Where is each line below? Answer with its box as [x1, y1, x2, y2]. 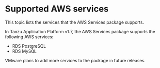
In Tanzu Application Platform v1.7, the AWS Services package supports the [5, 28, 156, 34]
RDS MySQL [12, 48, 37, 54]
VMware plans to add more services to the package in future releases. [5, 57, 145, 63]
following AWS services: [5, 34, 54, 40]
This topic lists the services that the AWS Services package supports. [5, 19, 144, 25]
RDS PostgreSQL [12, 43, 46, 49]
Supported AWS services [5, 3, 109, 14]
